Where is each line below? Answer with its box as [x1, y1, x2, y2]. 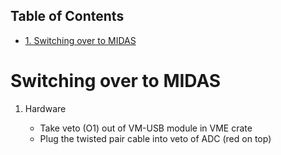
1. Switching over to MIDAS [24, 34, 137, 46]
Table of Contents [10, 8, 125, 25]
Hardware [24, 102, 67, 114]
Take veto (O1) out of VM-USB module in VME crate [39, 122, 253, 134]
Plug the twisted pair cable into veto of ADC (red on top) [39, 132, 272, 144]
